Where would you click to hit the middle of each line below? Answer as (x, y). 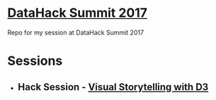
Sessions (35, 61)
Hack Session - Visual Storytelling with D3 (113, 87)
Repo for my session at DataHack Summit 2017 (75, 32)
